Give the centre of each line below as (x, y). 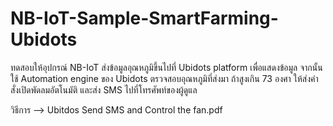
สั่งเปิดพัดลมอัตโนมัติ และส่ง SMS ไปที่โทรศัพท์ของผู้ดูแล (104, 89)
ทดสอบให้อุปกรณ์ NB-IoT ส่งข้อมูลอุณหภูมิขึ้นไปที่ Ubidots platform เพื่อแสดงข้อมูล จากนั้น (166, 67)
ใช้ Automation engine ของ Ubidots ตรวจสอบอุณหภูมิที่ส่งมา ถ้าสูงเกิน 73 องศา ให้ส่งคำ (164, 78)
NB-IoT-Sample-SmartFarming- (144, 18)
